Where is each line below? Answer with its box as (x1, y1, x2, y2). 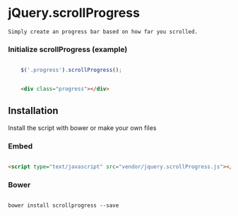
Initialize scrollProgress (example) (8, 44, 128, 54)
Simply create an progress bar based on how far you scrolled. (8, 28, 198, 35)
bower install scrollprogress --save (8, 202, 119, 209)
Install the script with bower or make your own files (8, 123, 157, 132)
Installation (8, 105, 59, 117)
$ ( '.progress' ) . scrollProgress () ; (20, 67, 122, 74)
